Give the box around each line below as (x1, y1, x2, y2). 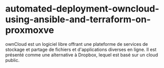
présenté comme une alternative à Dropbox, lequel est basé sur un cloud (5, 51, 158, 58)
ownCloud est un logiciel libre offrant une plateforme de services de (5, 41, 148, 47)
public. (5, 57, 20, 63)
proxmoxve (5, 25, 54, 36)
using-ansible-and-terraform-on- (5, 14, 151, 25)
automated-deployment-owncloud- (5, 3, 159, 15)
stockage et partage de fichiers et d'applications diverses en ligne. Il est (5, 46, 157, 52)
